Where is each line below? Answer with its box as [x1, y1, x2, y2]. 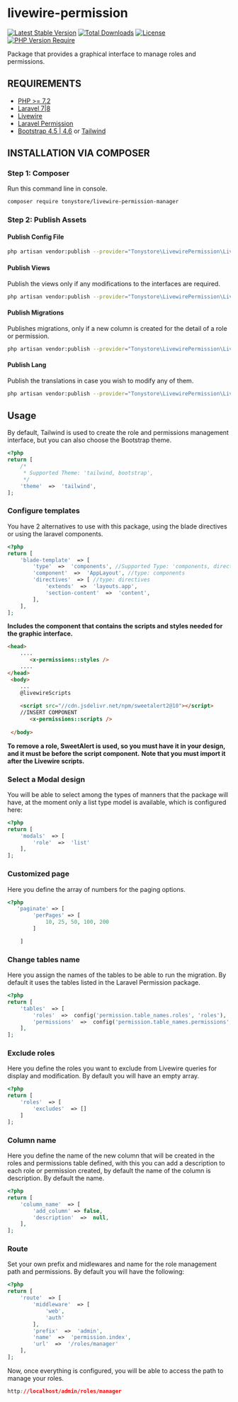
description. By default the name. [7, 1174, 105, 1182]
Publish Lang [7, 361, 47, 369]
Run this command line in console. [7, 184, 108, 193]
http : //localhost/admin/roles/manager [7, 1387, 122, 1395]
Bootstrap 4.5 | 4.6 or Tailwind [17, 126, 106, 135]
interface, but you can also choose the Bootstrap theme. [7, 436, 172, 444]
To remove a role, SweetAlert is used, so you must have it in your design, [7, 742, 225, 750]
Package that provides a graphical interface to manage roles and [7, 50, 196, 58]
